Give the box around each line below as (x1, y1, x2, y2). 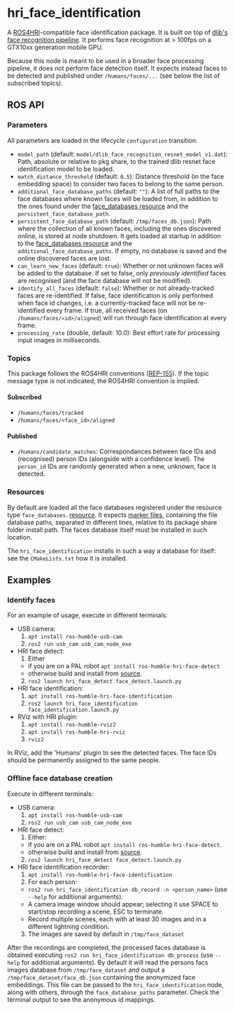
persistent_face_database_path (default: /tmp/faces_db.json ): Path (17, 216, 211, 225)
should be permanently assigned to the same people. (7, 756, 161, 764)
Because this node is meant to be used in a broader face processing (7, 56, 204, 64)
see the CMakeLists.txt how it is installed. (7, 553, 128, 562)
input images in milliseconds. (17, 336, 101, 344)
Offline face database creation (7, 773, 113, 783)
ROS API (7, 99, 44, 111)
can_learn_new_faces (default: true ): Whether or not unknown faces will (17, 261, 224, 270)
